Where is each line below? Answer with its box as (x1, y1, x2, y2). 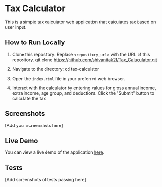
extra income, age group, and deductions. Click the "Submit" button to (12, 90, 155, 96)
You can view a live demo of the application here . (5, 149, 104, 155)
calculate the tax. (12, 95, 47, 101)
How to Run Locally (5, 39, 65, 47)
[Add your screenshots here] (5, 123, 63, 128)
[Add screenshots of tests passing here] (5, 177, 87, 183)
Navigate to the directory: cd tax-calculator (12, 66, 99, 72)
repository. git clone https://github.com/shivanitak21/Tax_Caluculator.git (12, 57, 158, 62)
